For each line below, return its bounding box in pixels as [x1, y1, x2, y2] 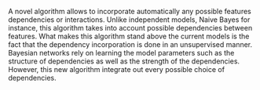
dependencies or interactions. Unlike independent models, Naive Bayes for [8, 15, 251, 24]
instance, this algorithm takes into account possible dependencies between [8, 23, 253, 32]
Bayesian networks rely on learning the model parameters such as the [8, 49, 235, 57]
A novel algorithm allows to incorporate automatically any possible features [8, 7, 251, 16]
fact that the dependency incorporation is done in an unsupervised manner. [8, 40, 253, 49]
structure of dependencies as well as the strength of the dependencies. [8, 56, 240, 66]
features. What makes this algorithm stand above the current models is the [8, 31, 250, 41]
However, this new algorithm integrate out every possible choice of [8, 65, 225, 74]
